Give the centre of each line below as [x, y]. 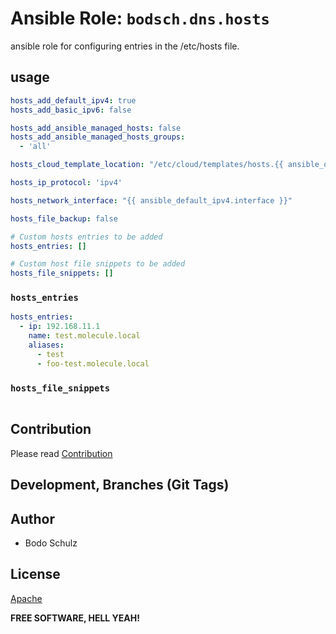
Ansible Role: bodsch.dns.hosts [140, 18]
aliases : [46, 345]
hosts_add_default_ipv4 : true [73, 100]
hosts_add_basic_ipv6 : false [71, 110]
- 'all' [35, 147]
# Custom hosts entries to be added [86, 237]
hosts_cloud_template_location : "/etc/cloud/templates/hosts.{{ [147, 165]
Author [32, 518]
